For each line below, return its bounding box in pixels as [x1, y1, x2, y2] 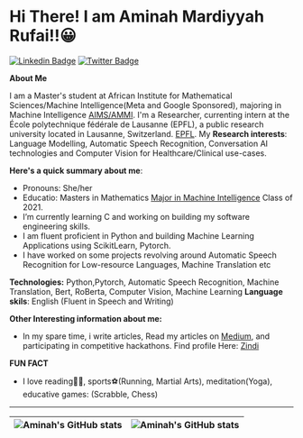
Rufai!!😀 [9, 25, 77, 46]
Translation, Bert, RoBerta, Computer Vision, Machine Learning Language [9, 286, 283, 297]
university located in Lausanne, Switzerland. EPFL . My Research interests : [9, 128, 288, 139]
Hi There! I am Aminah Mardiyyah [9, 6, 264, 27]
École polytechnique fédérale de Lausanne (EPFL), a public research [9, 119, 264, 130]
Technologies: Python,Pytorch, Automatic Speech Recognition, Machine [9, 277, 280, 287]
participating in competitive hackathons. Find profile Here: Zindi [22, 340, 260, 351]
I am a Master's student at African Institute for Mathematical [9, 90, 233, 101]
